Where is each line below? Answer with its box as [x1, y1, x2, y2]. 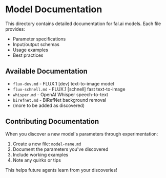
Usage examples [12, 47, 49, 53]
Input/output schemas [12, 41, 60, 47]
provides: [5, 26, 26, 32]
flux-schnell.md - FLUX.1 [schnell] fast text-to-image [12, 86, 126, 92]
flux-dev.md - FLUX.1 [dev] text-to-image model [12, 80, 114, 86]
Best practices [12, 52, 44, 58]
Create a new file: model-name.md [12, 141, 81, 147]
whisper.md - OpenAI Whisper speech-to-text [12, 91, 109, 98]
